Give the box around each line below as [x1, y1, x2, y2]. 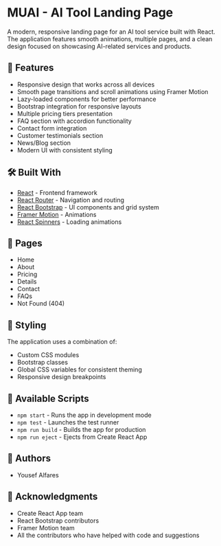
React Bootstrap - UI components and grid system [16, 203, 159, 211]
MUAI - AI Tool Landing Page [7, 5, 174, 21]
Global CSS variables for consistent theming [16, 365, 142, 374]
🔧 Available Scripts [7, 393, 89, 405]
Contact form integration [16, 124, 87, 132]
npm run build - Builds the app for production [16, 426, 146, 433]
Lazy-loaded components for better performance [16, 95, 156, 103]
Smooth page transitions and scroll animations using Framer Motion [16, 87, 209, 95]
